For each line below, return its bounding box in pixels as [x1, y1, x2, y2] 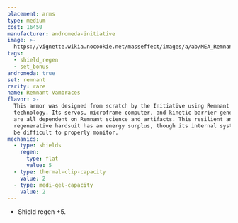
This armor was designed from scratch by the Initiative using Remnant [13, 103, 230, 110]
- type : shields [13, 142, 62, 149]
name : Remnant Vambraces [7, 89, 81, 96]
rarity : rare [7, 83, 46, 90]
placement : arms [7, 10, 55, 18]
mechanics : [7, 135, 40, 142]
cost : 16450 [7, 23, 42, 30]
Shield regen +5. [17, 207, 66, 216]
